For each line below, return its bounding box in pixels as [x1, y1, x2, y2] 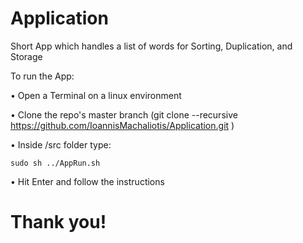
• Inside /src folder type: [10, 138, 112, 151]
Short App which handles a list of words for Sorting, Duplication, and [10, 40, 293, 52]
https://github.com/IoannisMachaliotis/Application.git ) [10, 119, 235, 131]
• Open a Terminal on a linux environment [10, 89, 182, 101]
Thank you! [10, 211, 107, 234]
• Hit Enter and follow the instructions [10, 175, 165, 187]
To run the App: [10, 70, 75, 82]
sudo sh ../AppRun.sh [10, 158, 101, 168]
